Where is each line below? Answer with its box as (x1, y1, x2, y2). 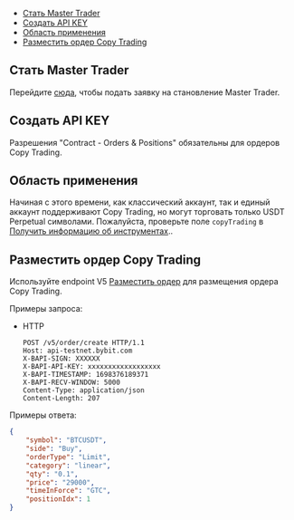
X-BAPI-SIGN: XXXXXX (22, 354, 100, 363)
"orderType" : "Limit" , (25, 452, 111, 461)
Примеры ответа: (9, 409, 77, 420)
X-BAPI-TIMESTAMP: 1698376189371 (22, 371, 149, 380)
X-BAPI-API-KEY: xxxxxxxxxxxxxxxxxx (22, 362, 161, 371)
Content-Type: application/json (22, 386, 145, 395)
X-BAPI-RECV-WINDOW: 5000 (22, 378, 120, 388)
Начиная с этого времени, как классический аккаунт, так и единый (9, 197, 270, 207)
